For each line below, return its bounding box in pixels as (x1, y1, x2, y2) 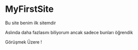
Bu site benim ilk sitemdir (5, 20, 56, 26)
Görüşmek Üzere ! (5, 39, 42, 45)
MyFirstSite (5, 3, 54, 15)
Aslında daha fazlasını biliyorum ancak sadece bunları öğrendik (5, 29, 133, 35)
